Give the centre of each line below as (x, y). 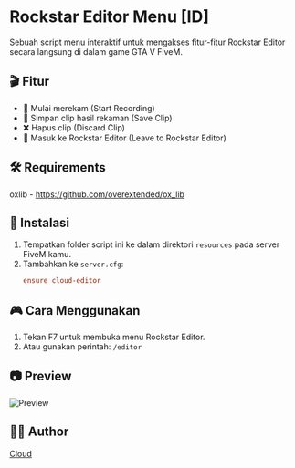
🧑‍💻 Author (39, 432)
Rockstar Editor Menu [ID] (110, 17)
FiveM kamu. (47, 255)
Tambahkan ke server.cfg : (73, 264)
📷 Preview (41, 376)
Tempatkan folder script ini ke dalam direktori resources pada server (151, 244)
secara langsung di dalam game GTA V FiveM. (96, 51)
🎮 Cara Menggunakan (75, 311)
